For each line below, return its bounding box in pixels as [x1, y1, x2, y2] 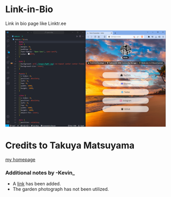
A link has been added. [12, 181, 61, 187]
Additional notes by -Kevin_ [5, 169, 75, 176]
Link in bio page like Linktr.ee [5, 20, 67, 26]
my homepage [5, 156, 36, 163]
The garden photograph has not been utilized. [12, 186, 109, 192]
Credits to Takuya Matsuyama [5, 140, 135, 151]
